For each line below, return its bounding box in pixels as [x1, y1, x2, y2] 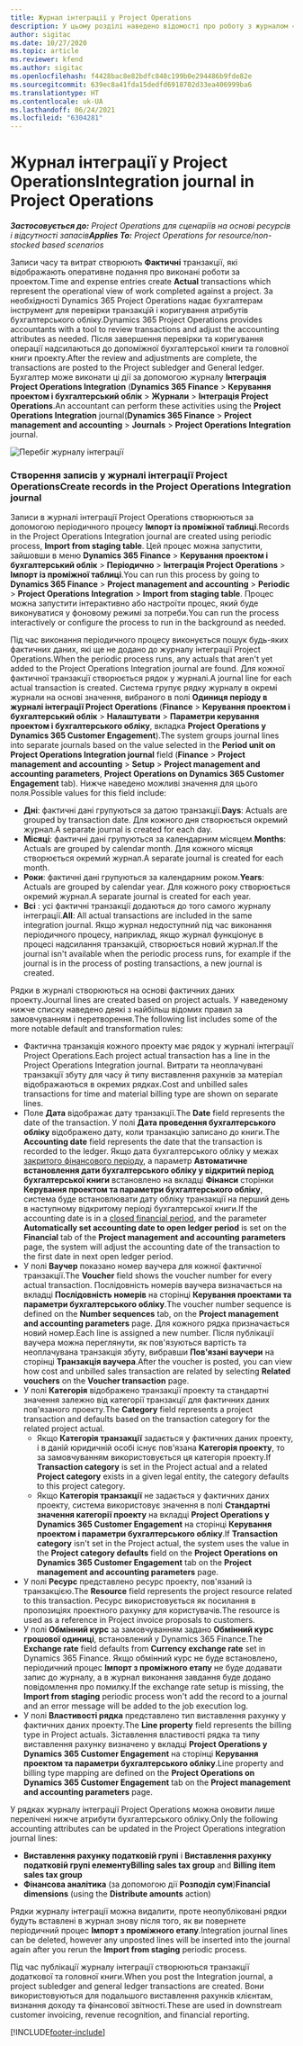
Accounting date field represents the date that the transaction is [22, 1136, 263, 1148]
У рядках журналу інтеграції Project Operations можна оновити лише [10, 1804, 275, 1815]
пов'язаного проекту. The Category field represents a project [22, 1404, 253, 1415]
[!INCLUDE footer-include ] [10, 2027, 106, 2038]
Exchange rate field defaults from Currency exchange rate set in [22, 1644, 266, 1654]
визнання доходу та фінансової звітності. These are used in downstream [10, 2000, 282, 2011]
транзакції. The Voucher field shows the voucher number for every [22, 1270, 272, 1281]
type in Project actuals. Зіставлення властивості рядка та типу [22, 1729, 260, 1740]
